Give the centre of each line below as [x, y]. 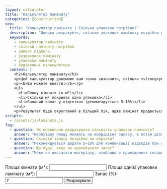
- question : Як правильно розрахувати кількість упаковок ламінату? [82, 129]
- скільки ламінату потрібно [44, 47]
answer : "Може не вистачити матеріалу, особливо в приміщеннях [81, 153]
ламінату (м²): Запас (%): [61, 174]
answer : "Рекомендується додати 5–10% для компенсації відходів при [86, 144]
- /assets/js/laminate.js [37, 120]
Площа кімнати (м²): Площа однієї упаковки [81, 167]
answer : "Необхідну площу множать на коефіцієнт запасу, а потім [83, 134]
